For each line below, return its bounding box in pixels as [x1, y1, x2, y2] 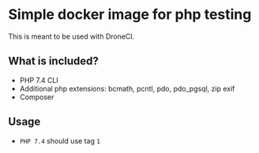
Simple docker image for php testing [8, 6, 252, 24]
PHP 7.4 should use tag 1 [19, 136, 101, 145]
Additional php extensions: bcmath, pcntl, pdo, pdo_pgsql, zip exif [19, 84, 235, 93]
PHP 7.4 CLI [19, 75, 59, 84]
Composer [19, 92, 54, 102]
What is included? [8, 54, 99, 68]
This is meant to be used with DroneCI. [8, 32, 135, 41]
